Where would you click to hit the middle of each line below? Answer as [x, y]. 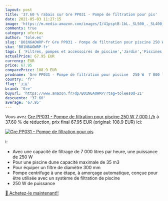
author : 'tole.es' [24, 38]
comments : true [21, 28]
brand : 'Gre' [19, 89]
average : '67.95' [23, 103]
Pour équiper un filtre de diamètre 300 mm [56, 168]
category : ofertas [24, 33]
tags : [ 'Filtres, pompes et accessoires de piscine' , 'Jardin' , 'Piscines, [85, 51]
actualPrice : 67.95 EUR [30, 56]
